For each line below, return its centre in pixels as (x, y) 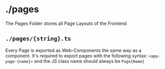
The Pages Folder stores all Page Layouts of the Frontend (66, 23)
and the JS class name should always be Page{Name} (89, 61)
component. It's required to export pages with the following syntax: (77, 56)
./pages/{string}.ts (38, 39)
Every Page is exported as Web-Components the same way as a (74, 50)
